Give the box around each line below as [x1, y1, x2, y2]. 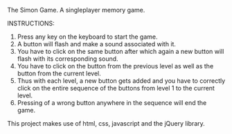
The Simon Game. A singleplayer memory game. [7, 6, 145, 14]
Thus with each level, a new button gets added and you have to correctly [17, 77, 226, 85]
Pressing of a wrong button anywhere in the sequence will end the [17, 99, 207, 106]
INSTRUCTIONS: [7, 19, 55, 27]
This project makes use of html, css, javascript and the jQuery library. [7, 119, 206, 127]
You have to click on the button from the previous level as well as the [17, 62, 214, 70]
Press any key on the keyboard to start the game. [17, 32, 158, 41]
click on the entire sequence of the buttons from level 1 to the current [17, 84, 215, 92]
